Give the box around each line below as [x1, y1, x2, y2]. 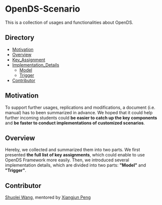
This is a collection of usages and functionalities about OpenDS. [5, 19, 134, 25]
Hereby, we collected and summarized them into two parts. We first [5, 147, 140, 153]
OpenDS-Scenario [5, 3, 80, 15]
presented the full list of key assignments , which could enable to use [5, 152, 145, 158]
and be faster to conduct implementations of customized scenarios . [5, 120, 145, 126]
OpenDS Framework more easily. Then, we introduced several [5, 157, 129, 163]
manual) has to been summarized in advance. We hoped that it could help [5, 109, 153, 115]
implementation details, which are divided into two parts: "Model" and [5, 162, 146, 168]
